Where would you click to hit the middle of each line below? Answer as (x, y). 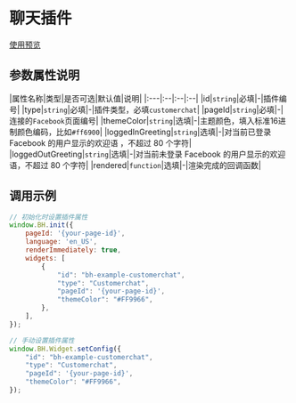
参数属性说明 (45, 75)
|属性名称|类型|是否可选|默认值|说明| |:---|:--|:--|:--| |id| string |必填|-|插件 (144, 98)
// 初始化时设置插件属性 (49, 217)
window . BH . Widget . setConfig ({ (66, 349)
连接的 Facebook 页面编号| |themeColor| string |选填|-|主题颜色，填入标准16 (144, 120)
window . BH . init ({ (41, 225)
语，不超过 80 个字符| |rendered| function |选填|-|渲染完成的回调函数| (135, 165)
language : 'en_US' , (62, 242)
